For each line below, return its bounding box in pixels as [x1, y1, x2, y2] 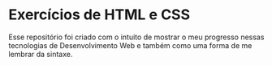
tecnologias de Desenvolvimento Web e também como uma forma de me [8, 40, 253, 50]
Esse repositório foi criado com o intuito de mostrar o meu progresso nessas [8, 32, 265, 42]
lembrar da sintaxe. [8, 49, 73, 59]
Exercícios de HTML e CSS [8, 6, 191, 24]
